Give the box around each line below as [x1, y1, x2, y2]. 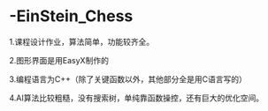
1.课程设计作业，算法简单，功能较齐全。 [9, 36, 155, 47]
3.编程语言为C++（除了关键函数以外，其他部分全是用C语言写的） [9, 73, 248, 85]
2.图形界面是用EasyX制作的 [9, 55, 109, 65]
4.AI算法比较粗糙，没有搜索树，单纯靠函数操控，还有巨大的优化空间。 [9, 92, 264, 103]
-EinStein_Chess [9, 6, 134, 26]
